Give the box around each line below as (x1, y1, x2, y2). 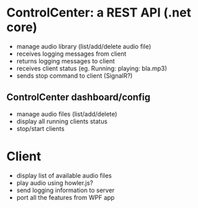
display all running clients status (16, 117, 108, 125)
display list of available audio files (16, 171, 112, 180)
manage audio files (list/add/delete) (16, 110, 118, 118)
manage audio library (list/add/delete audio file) (16, 42, 152, 50)
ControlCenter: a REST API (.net (6, 5, 192, 21)
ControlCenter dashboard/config (6, 92, 151, 103)
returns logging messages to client (16, 56, 115, 65)
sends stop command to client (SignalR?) (16, 71, 133, 80)
